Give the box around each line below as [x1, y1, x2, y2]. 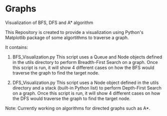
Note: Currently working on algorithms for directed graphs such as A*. [5, 105, 150, 111]
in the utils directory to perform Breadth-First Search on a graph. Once [12, 59, 158, 65]
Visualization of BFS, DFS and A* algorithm [5, 19, 93, 25]
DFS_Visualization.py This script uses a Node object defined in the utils [12, 79, 159, 85]
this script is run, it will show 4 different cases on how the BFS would [12, 64, 154, 70]
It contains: [5, 44, 28, 50]
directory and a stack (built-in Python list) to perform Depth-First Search [12, 84, 161, 90]
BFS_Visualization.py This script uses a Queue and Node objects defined [12, 53, 162, 60]
